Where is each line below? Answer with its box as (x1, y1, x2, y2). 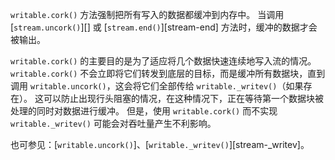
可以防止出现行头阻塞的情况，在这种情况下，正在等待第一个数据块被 (43, 93, 324, 104)
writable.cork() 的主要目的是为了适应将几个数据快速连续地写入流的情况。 (10, 55, 317, 67)
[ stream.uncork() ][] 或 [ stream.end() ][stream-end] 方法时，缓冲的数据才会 (10, 21, 318, 33)
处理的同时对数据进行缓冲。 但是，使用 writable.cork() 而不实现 (10, 105, 278, 117)
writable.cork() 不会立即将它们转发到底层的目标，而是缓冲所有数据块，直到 (10, 68, 326, 79)
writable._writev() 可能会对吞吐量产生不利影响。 (10, 118, 217, 129)
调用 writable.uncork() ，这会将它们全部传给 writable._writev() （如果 (10, 80, 304, 92)
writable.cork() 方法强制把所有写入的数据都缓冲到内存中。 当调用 (10, 9, 285, 20)
